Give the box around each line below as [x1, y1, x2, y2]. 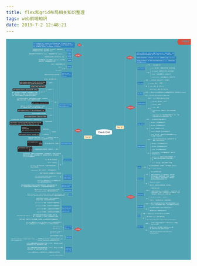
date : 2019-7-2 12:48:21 [6, 22, 67, 28]
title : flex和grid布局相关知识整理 [6, 9, 85, 15]
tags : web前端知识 [6, 15, 48, 22]
